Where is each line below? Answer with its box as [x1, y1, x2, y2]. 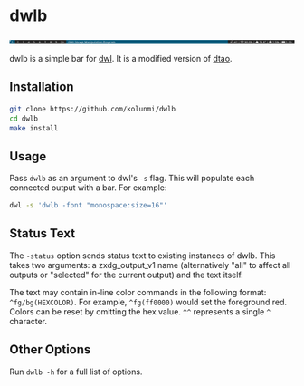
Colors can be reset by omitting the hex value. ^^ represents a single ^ [9, 305, 271, 317]
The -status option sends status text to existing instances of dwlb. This [9, 250, 276, 261]
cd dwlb [9, 114, 39, 123]
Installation [9, 79, 74, 95]
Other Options [9, 342, 91, 358]
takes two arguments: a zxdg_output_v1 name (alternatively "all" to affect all [9, 259, 291, 270]
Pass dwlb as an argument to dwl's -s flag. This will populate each [9, 173, 255, 184]
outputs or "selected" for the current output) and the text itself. [9, 269, 244, 280]
